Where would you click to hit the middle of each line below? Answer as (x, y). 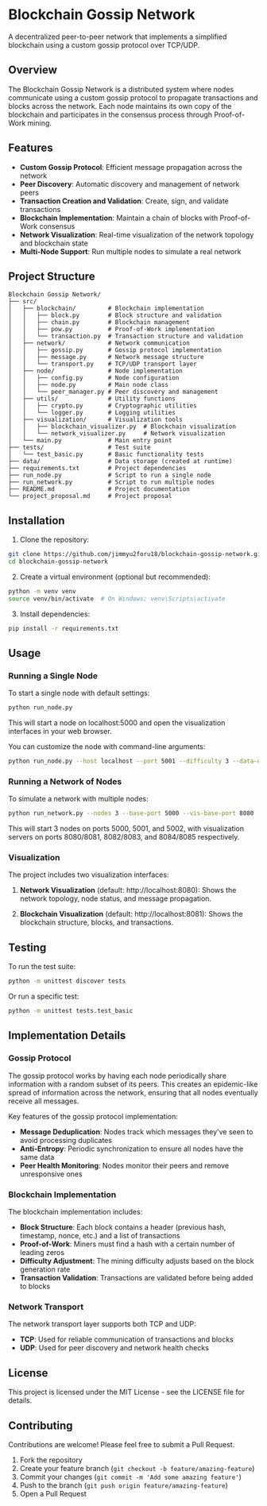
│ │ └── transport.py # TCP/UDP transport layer (103, 364)
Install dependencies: (55, 614)
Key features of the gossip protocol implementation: (93, 1116)
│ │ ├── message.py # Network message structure (106, 357)
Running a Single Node (53, 675)
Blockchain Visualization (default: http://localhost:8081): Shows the (132, 914)
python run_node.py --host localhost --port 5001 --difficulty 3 (118, 761)
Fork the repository (51, 1460)
